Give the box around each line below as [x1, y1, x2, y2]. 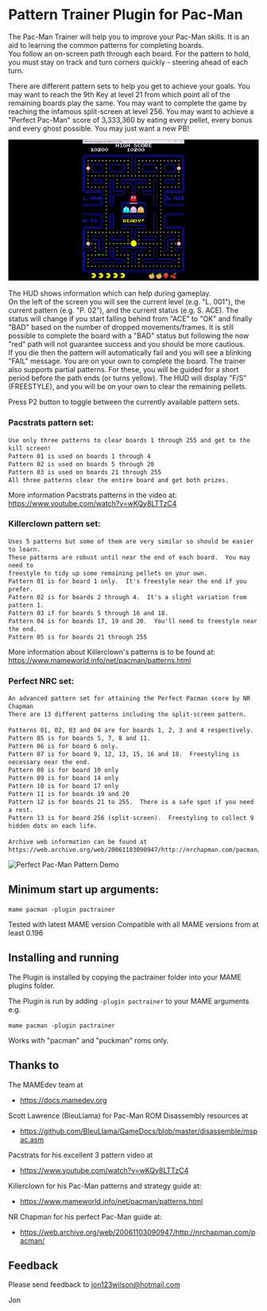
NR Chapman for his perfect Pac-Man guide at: [8, 1211, 163, 1221]
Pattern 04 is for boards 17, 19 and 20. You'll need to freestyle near [8, 617, 258, 625]
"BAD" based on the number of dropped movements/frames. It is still [8, 323, 234, 332]
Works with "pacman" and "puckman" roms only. [8, 1035, 169, 1045]
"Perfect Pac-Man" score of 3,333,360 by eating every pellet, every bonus [8, 115, 253, 124]
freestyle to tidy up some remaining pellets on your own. [8, 569, 208, 577]
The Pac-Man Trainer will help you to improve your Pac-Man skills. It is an [8, 32, 250, 41]
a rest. [8, 807, 34, 814]
